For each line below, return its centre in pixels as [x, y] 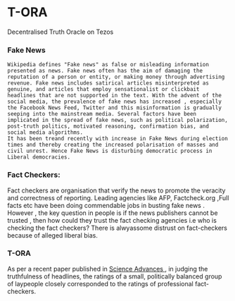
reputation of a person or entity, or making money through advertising [116, 77]
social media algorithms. [45, 133]
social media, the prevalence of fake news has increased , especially [114, 102]
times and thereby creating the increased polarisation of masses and [113, 145]
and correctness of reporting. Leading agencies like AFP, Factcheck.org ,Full [118, 197]
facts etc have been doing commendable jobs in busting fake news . [106, 205]
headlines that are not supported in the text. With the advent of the [114, 96]
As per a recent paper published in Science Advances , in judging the [108, 269]
